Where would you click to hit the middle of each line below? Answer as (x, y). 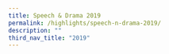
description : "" (35, 30)
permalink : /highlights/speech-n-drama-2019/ (84, 23)
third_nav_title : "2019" (49, 38)
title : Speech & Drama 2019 (55, 15)
